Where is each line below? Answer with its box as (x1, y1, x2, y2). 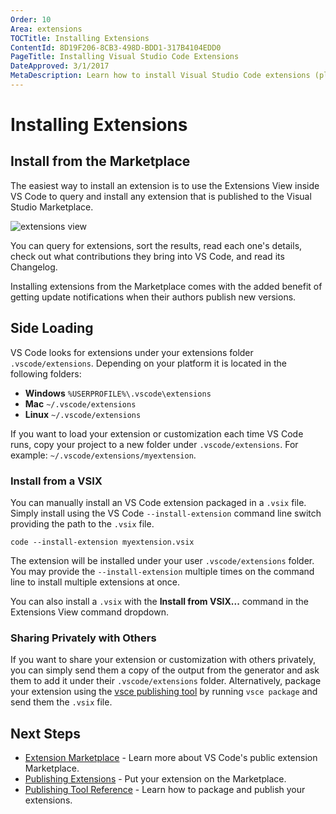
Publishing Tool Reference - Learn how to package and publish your (24, 784, 306, 796)
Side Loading (10, 320, 94, 337)
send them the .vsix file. (10, 696, 113, 708)
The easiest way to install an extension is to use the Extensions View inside (10, 179, 320, 191)
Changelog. (10, 261, 58, 273)
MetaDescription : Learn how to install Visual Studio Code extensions (10, 71, 311, 81)
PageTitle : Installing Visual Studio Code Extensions (10, 52, 240, 62)
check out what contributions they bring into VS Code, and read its (10, 250, 285, 262)
